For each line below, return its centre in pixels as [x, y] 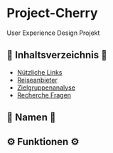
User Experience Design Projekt [53, 33]
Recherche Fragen [44, 95]
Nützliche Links [39, 72]
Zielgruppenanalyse [46, 88]
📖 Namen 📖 [31, 118]
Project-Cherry [52, 13]
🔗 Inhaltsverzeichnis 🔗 [57, 55]
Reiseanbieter [37, 80]
